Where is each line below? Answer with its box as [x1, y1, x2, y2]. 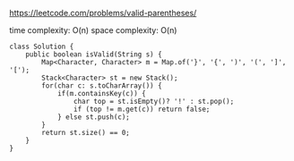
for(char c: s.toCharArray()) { [41, 81, 163, 90]
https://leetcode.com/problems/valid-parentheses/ [9, 8, 197, 18]
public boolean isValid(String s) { [25, 50, 163, 59]
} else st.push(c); [56, 113, 130, 122]
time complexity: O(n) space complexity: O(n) [9, 25, 177, 35]
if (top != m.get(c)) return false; [73, 105, 211, 114]
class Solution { [9, 42, 74, 51]
